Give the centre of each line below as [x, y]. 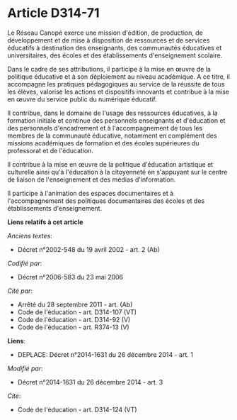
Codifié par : [25, 263]
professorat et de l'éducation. [51, 150]
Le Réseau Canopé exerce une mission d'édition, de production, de [105, 33]
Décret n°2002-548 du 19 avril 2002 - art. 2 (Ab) [89, 249]
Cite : [14, 396]
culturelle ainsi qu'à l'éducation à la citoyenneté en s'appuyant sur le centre [117, 172]
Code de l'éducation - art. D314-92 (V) [74, 319]
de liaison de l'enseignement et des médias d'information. [92, 179]
